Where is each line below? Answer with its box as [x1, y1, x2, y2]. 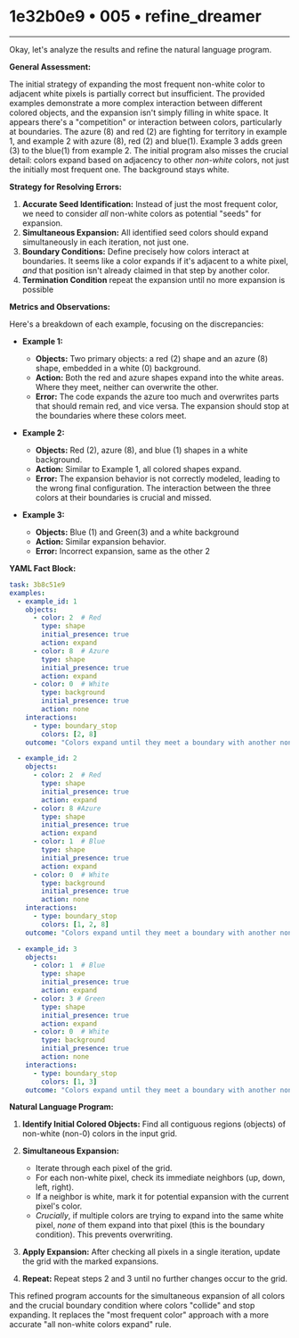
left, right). [35, 1182, 74, 1193]
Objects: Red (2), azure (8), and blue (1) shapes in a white [35, 445, 248, 455]
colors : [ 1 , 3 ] [41, 1077, 98, 1086]
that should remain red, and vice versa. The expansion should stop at [35, 400, 289, 411]
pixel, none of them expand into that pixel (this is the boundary [35, 1220, 265, 1231]
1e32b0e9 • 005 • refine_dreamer [9, 6, 263, 27]
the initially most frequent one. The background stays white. [9, 163, 230, 175]
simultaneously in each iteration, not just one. [21, 237, 190, 247]
